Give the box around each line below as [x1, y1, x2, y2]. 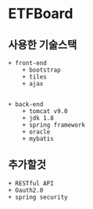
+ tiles [22, 73, 47, 81]
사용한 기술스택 [8, 38, 77, 51]
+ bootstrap [22, 66, 61, 74]
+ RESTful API [8, 179, 55, 187]
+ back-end [8, 101, 44, 108]
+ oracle [22, 128, 51, 136]
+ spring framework [22, 121, 86, 129]
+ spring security [8, 193, 68, 201]
